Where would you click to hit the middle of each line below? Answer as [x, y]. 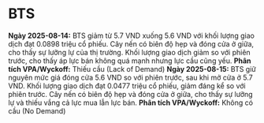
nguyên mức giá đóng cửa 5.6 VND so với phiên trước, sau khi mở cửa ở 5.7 [131, 77]
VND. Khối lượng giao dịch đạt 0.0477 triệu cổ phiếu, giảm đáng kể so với [127, 86]
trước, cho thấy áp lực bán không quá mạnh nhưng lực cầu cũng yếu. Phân [130, 61]
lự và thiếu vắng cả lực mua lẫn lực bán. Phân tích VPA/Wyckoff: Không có [131, 102]
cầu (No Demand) [37, 110]
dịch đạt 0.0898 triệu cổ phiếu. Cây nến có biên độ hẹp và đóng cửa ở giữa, [131, 43]
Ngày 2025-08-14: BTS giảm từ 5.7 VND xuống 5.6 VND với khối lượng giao [131, 35]
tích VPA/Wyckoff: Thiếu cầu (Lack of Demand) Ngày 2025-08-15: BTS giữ [132, 69]
